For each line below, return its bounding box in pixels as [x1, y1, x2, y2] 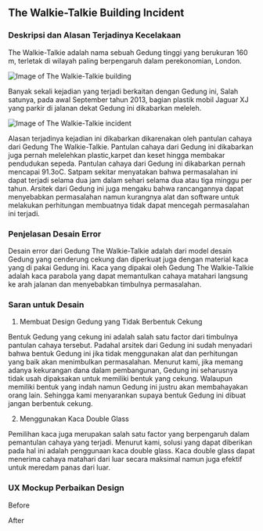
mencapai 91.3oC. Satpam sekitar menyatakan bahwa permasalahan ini [8, 167, 239, 176]
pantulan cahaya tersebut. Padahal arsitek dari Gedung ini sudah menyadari [8, 341, 253, 350]
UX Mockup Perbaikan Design [8, 482, 124, 493]
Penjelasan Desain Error [8, 228, 102, 239]
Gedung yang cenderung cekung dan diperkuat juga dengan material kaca [8, 255, 249, 264]
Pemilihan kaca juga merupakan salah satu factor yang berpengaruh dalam [8, 430, 250, 439]
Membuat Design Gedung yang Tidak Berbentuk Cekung [19, 317, 203, 327]
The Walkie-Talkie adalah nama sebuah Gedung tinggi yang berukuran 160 [8, 47, 248, 57]
